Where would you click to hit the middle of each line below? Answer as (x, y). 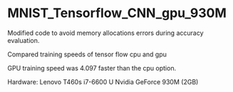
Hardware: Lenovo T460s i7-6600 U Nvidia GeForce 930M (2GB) (103, 82)
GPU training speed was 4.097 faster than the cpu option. (92, 68)
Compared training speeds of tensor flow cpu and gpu (87, 54)
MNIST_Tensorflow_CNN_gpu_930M (117, 13)
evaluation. (24, 40)
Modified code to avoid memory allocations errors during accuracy (105, 33)
